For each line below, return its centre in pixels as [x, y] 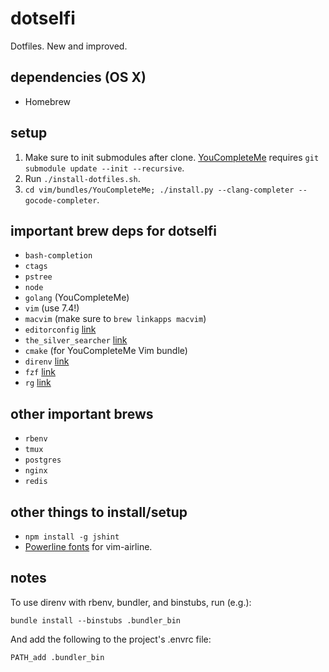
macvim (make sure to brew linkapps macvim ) [115, 319]
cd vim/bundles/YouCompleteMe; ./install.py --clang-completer [159, 190]
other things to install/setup [99, 512]
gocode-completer [61, 200]
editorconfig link [60, 329]
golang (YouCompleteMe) [77, 298]
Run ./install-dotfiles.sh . [82, 178]
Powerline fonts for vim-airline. [88, 546]
